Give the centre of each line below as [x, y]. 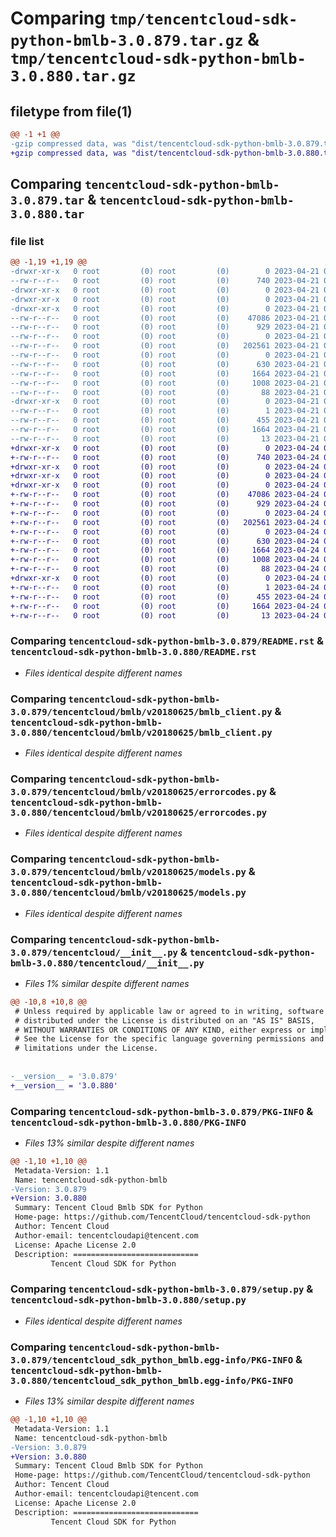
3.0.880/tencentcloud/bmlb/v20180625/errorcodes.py [139, 812]
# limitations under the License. [86, 1048]
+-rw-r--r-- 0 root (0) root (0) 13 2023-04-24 [165, 615]
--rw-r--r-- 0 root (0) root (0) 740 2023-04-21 [165, 281]
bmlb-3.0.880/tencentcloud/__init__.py [107, 963]
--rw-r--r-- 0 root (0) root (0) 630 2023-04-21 [165, 364]
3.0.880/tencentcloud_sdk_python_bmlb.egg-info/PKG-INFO [152, 1380]
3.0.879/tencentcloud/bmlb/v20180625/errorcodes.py [139, 791]
